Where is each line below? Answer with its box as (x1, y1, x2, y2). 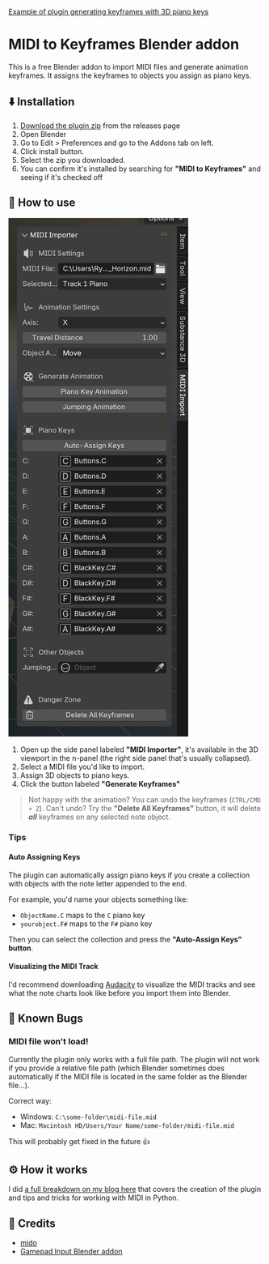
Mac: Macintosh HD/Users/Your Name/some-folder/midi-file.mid (19, 1120, 234, 1129)
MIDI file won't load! (8, 1036, 89, 1048)
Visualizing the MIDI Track (8, 962, 99, 971)
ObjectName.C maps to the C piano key (19, 910, 145, 920)
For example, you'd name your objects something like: (8, 895, 188, 904)
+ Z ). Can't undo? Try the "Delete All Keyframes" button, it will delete (27, 803, 261, 813)
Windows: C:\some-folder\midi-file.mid (19, 1112, 158, 1121)
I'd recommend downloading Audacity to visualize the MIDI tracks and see (8, 980, 256, 989)
